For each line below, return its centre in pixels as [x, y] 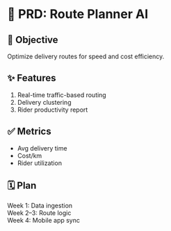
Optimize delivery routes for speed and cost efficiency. [86, 56]
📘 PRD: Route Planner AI [78, 14]
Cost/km [30, 155]
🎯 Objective [33, 40]
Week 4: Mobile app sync [44, 221]
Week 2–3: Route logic [39, 213]
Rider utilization [40, 163]
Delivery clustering [44, 102]
